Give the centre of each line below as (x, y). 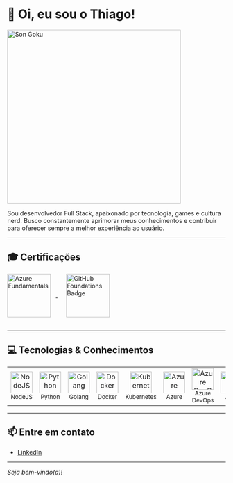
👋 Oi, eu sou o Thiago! (71, 14)
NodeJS (22, 396)
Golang (79, 396)
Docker (107, 396)
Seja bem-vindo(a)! (35, 473)
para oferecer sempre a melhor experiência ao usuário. (86, 228)
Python (50, 396)
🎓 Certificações (44, 257)
